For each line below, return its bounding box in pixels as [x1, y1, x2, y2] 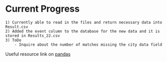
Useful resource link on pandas [5, 51, 71, 57]
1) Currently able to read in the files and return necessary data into [5, 20, 162, 25]
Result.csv [5, 24, 28, 29]
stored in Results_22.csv [5, 33, 60, 38]
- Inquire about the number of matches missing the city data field [14, 42, 162, 47]
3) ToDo [5, 38, 22, 43]
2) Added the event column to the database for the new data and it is [5, 28, 160, 34]
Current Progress [5, 3, 80, 15]
